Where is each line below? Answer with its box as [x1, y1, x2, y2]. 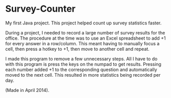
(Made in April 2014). [5, 87, 50, 93]
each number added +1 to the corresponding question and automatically [5, 67, 157, 73]
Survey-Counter [5, 3, 76, 15]
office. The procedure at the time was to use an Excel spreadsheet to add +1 [5, 35, 166, 41]
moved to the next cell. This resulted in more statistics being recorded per [5, 72, 161, 78]
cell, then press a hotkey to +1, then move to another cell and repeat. [5, 46, 150, 52]
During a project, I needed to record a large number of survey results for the [5, 29, 165, 36]
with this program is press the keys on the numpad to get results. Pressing [5, 61, 162, 67]
